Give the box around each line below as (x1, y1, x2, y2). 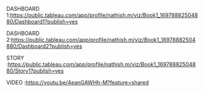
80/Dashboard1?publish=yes (6, 18, 78, 25)
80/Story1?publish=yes (6, 67, 64, 74)
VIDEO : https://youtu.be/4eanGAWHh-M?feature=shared (6, 79, 149, 86)
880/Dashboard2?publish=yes (6, 42, 82, 50)
